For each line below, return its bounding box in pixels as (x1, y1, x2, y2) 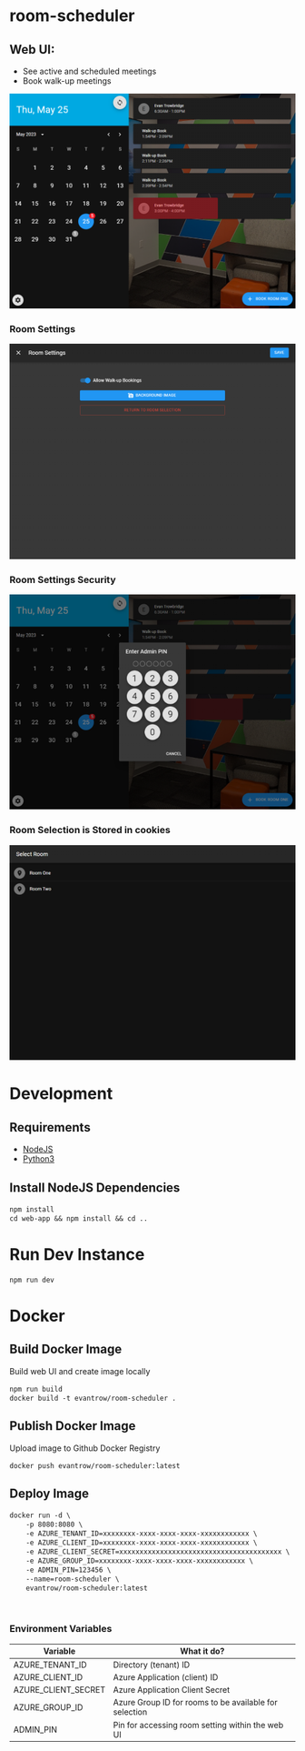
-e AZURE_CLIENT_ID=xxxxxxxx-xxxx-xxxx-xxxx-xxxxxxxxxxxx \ (25, 1538, 258, 1547)
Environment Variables (9, 1623, 113, 1635)
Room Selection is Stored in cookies (9, 824, 171, 837)
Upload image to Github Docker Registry (9, 1443, 161, 1454)
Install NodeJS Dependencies (9, 1180, 181, 1195)
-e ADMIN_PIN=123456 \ (25, 1565, 112, 1575)
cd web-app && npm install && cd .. (9, 1213, 148, 1223)
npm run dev (9, 1275, 54, 1284)
